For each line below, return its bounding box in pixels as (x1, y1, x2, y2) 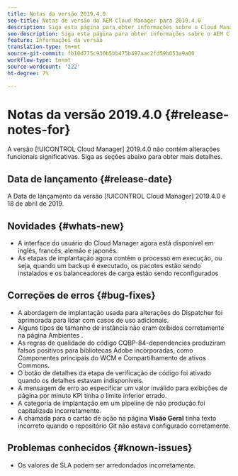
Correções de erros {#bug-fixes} (7, 289, 156, 301)
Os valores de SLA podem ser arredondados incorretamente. (17, 460, 196, 469)
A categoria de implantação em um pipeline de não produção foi (17, 399, 205, 407)
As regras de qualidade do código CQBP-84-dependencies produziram (17, 338, 226, 347)
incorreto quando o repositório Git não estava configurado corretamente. (17, 421, 231, 430)
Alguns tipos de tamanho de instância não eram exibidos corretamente (17, 323, 225, 332)
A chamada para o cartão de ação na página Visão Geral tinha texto (17, 414, 217, 422)
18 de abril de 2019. (7, 199, 64, 208)
